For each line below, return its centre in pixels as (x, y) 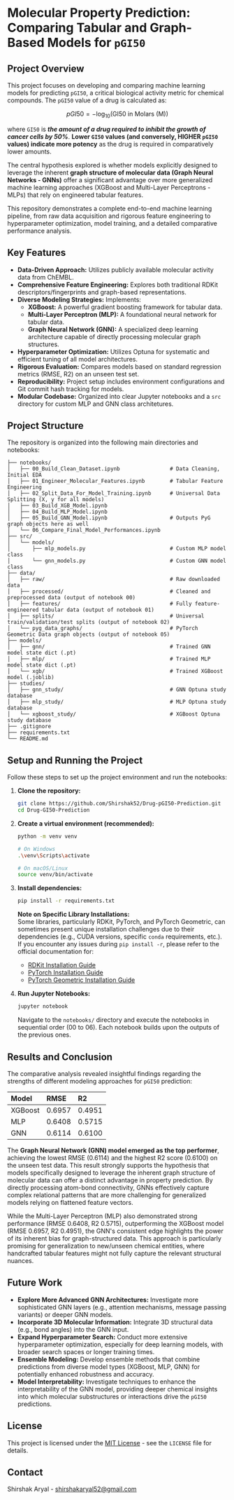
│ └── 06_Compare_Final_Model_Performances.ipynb (84, 531)
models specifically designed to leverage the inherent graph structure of (111, 1173)
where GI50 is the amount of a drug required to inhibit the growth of (107, 129)
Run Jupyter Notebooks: (54, 994)
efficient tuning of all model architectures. (78, 359)
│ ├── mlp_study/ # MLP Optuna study (117, 702)
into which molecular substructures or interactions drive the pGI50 (112, 1396)
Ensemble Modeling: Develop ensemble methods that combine (109, 1359)
